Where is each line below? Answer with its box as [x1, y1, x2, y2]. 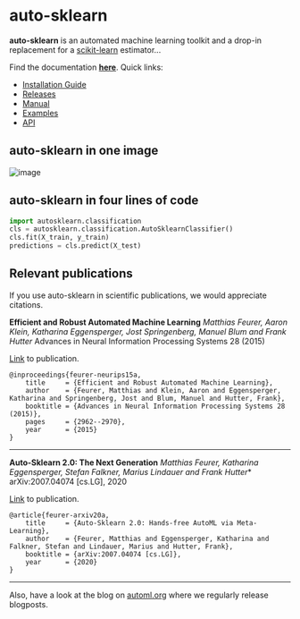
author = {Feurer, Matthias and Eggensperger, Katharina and [25, 534, 270, 543]
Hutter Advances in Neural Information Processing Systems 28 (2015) [9, 335, 265, 346]
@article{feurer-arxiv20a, [9, 511, 110, 520]
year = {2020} [25, 557, 98, 566]
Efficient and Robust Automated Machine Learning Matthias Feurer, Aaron [9, 317, 288, 327]
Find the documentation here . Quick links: [9, 62, 163, 72]
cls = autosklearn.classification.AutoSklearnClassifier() [9, 225, 234, 233]
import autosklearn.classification [9, 216, 142, 225]
